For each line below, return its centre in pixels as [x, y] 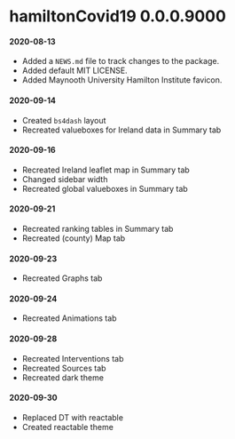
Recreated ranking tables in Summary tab [98, 229]
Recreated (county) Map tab [74, 238]
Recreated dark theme [63, 377]
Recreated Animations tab [69, 318]
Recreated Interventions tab [73, 358]
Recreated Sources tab [64, 368]
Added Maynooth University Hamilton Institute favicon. [122, 80]
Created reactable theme [67, 427]
